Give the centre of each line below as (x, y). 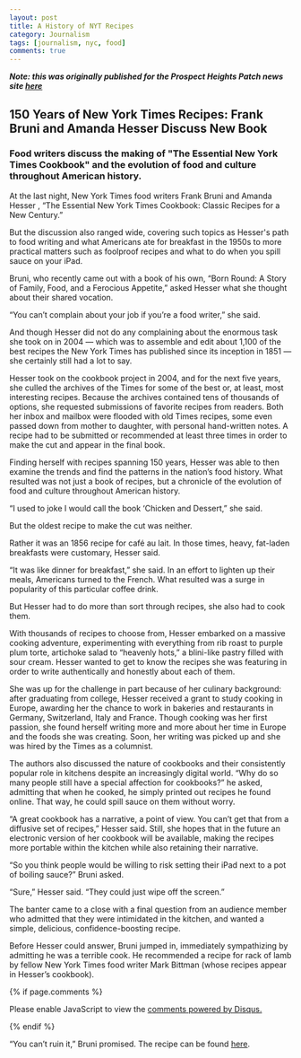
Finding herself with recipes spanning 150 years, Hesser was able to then (144, 462)
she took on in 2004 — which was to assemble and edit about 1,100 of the (146, 341)
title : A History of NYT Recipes (72, 26)
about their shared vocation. (61, 297)
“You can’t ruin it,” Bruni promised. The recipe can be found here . (130, 1044)
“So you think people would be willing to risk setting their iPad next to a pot (148, 865)
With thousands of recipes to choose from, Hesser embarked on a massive (147, 633)
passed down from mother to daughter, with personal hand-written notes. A (149, 425)
